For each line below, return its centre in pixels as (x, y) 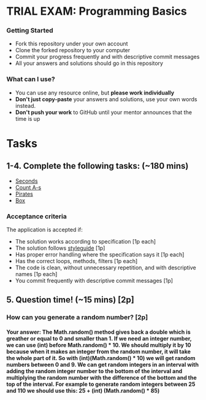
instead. (25, 106)
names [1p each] (36, 274)
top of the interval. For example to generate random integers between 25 (101, 384)
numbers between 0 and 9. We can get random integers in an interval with (103, 364)
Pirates (24, 194)
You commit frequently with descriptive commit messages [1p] (94, 281)
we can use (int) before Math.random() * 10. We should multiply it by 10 (99, 345)
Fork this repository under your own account (71, 44)
